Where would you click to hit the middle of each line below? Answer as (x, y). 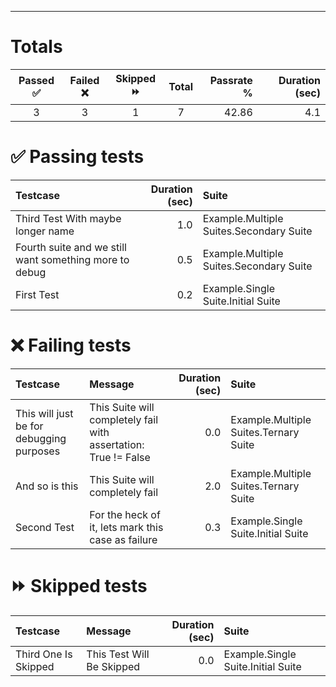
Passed (36, 81)
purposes (38, 451)
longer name (45, 231)
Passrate (231, 81)
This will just (44, 413)
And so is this (47, 486)
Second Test (45, 527)
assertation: (117, 444)
